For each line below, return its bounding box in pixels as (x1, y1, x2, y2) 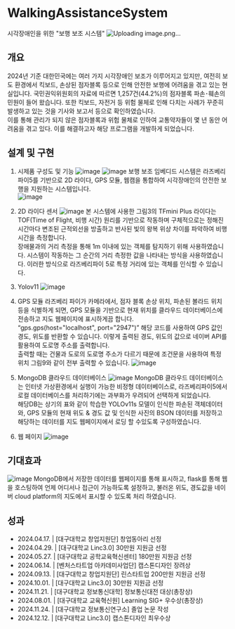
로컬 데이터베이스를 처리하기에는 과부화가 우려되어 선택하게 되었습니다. (17, 391, 211, 399)
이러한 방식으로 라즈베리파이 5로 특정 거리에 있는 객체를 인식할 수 (27, 259, 205, 268)
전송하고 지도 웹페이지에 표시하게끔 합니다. (17, 314, 135, 323)
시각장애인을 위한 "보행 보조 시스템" (7, 29, 105, 37)
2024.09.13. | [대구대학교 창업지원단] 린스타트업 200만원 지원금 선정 (17, 570, 206, 578)
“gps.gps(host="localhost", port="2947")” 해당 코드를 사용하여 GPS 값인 (17, 323, 223, 332)
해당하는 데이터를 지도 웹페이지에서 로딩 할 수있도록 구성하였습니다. (17, 417, 201, 426)
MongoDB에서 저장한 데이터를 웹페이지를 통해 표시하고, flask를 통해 (34, 474, 221, 483)
